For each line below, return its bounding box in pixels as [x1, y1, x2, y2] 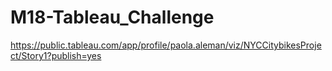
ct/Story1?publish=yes [10, 49, 102, 61]
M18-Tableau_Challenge [10, 6, 215, 29]
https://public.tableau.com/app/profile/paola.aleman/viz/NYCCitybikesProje [10, 39, 322, 51]
